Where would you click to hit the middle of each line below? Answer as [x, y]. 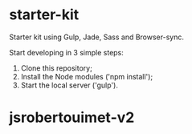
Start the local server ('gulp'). [69, 85]
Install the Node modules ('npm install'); [87, 76]
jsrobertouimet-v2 [72, 118]
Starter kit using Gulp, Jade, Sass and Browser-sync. [96, 37]
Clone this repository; [57, 68]
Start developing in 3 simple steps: [66, 52]
